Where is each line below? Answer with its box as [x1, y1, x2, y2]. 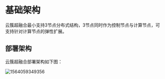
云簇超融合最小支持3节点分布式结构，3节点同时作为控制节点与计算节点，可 [5, 22, 160, 28]
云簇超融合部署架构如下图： [5, 58, 63, 64]
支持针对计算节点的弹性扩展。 [5, 28, 67, 34]
